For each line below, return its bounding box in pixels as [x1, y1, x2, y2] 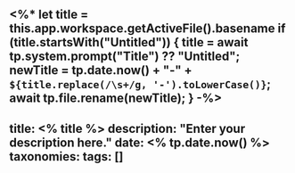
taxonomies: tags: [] [9, 149, 124, 164]
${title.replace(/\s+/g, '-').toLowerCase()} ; [9, 77, 272, 92]
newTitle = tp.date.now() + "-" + [9, 62, 193, 78]
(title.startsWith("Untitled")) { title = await [9, 35, 249, 50]
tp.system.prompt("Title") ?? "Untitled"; [9, 49, 241, 64]
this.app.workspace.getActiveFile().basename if [9, 21, 286, 37]
